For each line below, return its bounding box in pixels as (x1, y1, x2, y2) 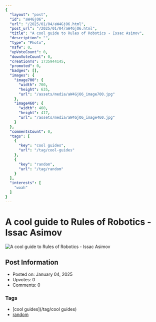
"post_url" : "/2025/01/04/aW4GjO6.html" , (9, 26, 97, 31)
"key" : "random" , (18, 162, 55, 167)
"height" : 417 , (18, 110, 50, 116)
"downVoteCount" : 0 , (9, 54, 52, 59)
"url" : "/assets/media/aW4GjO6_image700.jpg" (18, 92, 115, 97)
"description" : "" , (9, 36, 50, 41)
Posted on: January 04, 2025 (12, 271, 73, 277)
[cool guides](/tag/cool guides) (12, 306, 77, 312)
